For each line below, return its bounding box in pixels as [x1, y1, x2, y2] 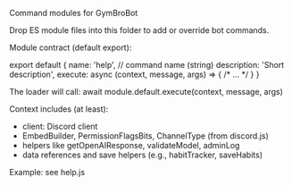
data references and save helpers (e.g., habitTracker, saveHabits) [21, 149, 263, 160]
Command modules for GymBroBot [9, 8, 138, 18]
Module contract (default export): [9, 42, 132, 53]
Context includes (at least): [9, 104, 109, 114]
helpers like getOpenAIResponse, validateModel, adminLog [21, 140, 240, 150]
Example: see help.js [9, 167, 86, 177]
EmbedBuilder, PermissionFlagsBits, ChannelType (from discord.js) [21, 131, 270, 141]
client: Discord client [21, 121, 98, 131]
